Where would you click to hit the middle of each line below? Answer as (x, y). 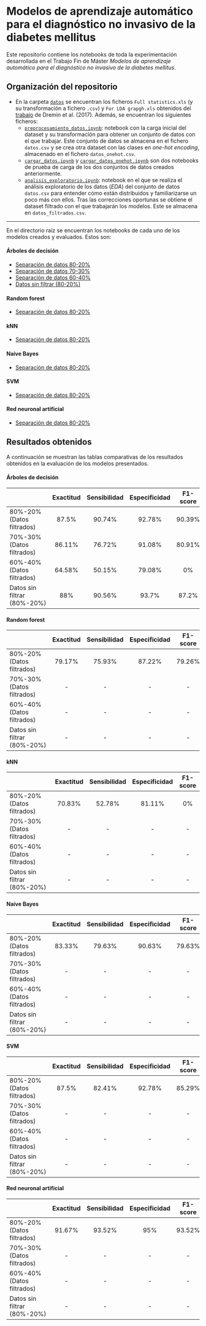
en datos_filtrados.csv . (55, 213)
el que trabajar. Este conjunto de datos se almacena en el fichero (106, 141)
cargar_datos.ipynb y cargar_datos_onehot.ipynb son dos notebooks (112, 160)
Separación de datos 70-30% (52, 271)
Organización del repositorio (62, 87)
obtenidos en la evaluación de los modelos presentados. (78, 463)
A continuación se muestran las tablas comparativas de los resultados (95, 457)
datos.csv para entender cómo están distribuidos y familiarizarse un (111, 193)
